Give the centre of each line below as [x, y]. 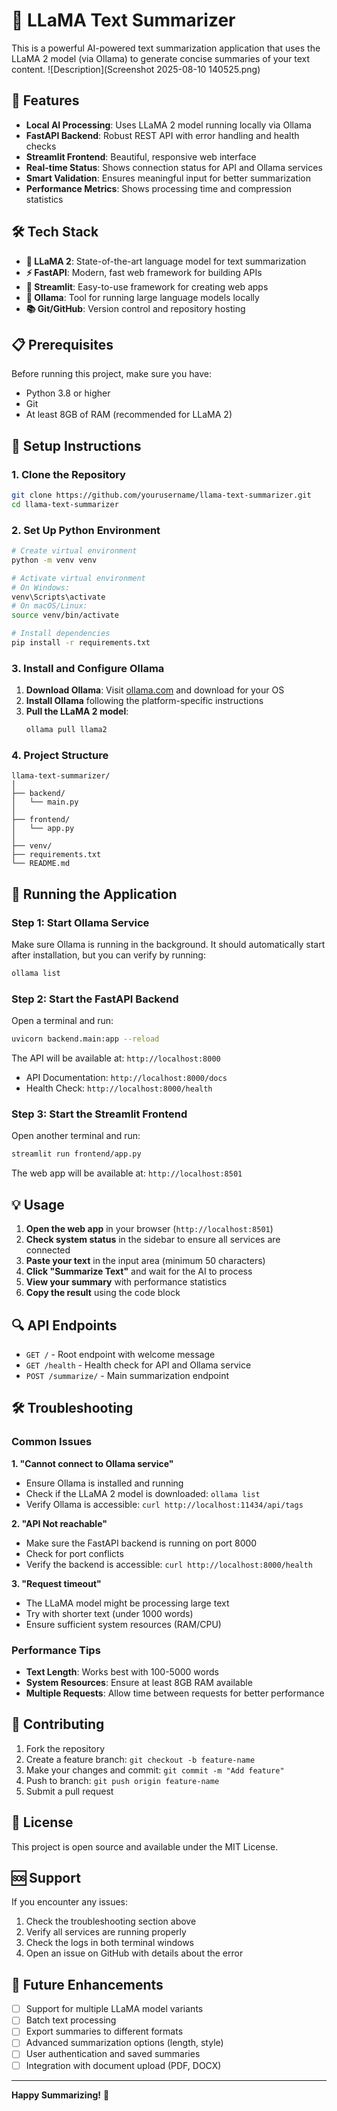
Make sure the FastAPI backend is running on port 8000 [141, 1543]
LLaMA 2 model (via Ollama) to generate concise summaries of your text [161, 58]
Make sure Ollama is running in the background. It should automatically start [168, 945]
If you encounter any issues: [70, 1902]
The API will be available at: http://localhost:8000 [116, 1058]
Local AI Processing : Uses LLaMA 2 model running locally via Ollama [168, 125]
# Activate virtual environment [78, 578]
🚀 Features [45, 100]
